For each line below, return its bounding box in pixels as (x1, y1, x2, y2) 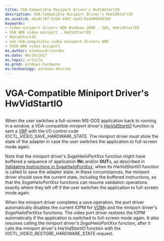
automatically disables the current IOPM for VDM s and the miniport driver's (5, 204, 158, 210)
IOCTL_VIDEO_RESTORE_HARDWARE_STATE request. (5, 230, 114, 236)
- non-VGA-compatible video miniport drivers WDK (5, 39, 109, 44)
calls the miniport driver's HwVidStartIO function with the (5, 225, 121, 231)
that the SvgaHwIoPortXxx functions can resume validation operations (5, 179, 147, 185)
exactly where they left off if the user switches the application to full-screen (5, 185, 159, 190)
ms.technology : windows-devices (5, 67, 71, 72)
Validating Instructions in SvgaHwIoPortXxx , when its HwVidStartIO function (5, 163, 159, 169)
